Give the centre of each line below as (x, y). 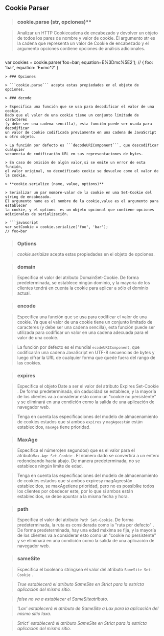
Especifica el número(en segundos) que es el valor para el (76, 450)
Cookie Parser (27, 8)
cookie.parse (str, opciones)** (54, 22)
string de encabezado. (28, 197)
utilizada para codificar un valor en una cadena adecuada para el (82, 332)
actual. (24, 293)
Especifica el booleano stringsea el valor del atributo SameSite (79, 569)
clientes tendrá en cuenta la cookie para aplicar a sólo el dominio (82, 288)
